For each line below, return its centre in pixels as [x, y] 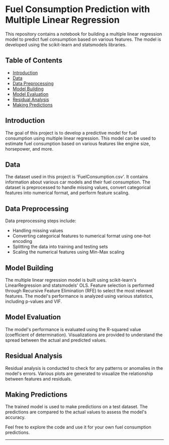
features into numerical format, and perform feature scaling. [67, 193]
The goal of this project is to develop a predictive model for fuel [71, 133]
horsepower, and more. [29, 149]
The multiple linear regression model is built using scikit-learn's [71, 280]
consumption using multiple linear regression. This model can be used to [80, 138]
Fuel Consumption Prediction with [78, 9]
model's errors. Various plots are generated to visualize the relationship [79, 373]
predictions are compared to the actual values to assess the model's [76, 412]
